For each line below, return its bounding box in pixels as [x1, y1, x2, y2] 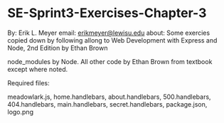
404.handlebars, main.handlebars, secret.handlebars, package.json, [7, 100, 208, 108]
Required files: [7, 78, 50, 87]
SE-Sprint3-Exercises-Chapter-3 [7, 5, 207, 21]
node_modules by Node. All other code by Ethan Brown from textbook [7, 57, 213, 65]
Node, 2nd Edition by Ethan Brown [7, 43, 108, 52]
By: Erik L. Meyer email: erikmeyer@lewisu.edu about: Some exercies [7, 28, 210, 37]
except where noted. [7, 65, 68, 73]
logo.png [7, 107, 34, 116]
